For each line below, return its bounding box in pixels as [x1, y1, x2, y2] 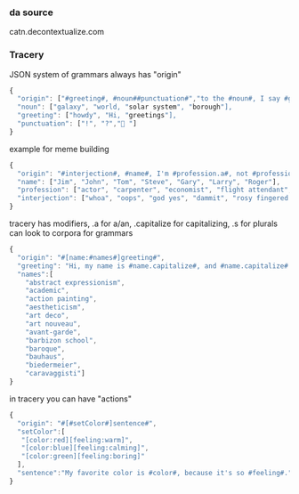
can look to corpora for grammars [9, 228, 133, 239]
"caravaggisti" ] [25, 369, 86, 378]
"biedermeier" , [25, 360, 82, 370]
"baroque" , [25, 344, 66, 353]
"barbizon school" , [25, 336, 98, 344]
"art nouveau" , [25, 319, 82, 328]
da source [9, 6, 53, 19]
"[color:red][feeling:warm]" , [20, 435, 133, 444]
